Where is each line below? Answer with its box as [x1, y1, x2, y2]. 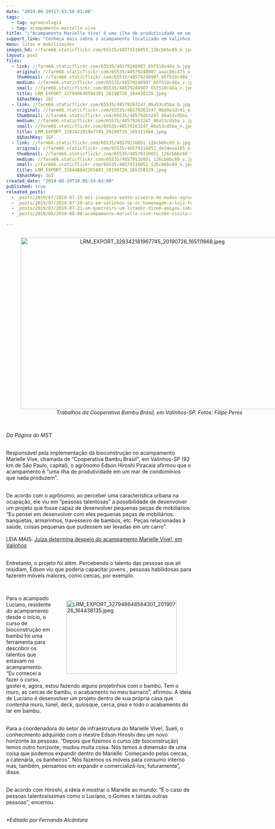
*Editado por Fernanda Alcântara [6, 817, 88, 823]
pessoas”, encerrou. [6, 799, 55, 805]
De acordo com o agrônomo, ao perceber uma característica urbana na [6, 492, 179, 499]
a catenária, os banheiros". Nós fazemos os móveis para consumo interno [6, 756, 185, 763]
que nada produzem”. [6, 474, 58, 481]
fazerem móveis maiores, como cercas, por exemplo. [6, 572, 135, 579]
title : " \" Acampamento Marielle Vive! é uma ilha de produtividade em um [6, 31, 191, 36]
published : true [6, 183, 46, 189]
